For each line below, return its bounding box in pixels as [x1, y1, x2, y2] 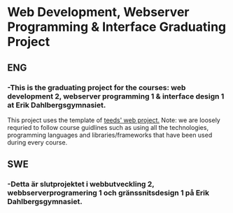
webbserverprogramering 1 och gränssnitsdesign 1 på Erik [7, 188, 210, 198]
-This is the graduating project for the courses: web [7, 82, 186, 92]
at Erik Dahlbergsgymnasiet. [7, 100, 106, 110]
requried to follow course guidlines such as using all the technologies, [7, 123, 209, 131]
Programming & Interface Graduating [7, 19, 227, 35]
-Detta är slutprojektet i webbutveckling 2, [7, 179, 155, 189]
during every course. [7, 138, 68, 147]
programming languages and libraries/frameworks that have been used [7, 131, 213, 139]
